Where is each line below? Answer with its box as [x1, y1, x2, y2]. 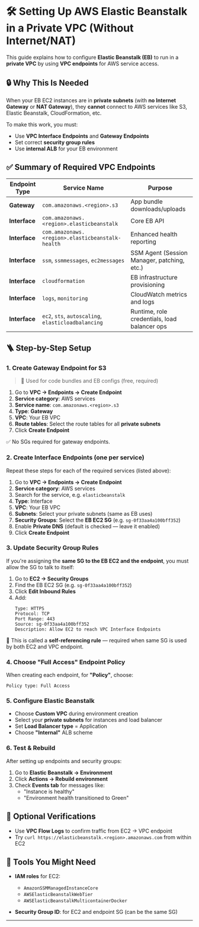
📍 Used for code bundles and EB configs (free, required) [20, 377, 159, 384]
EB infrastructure [130, 273, 178, 281]
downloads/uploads [130, 204, 186, 213]
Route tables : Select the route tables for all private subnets [14, 420, 161, 428]
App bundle [130, 197, 163, 206]
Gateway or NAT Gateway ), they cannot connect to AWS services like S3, [6, 103, 188, 110]
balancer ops [130, 322, 167, 330]
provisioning [130, 280, 165, 289]
